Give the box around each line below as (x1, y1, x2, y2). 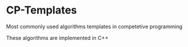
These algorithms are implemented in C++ (6, 34, 109, 41)
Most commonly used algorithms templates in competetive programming (6, 23, 183, 30)
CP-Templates (6, 4, 77, 17)
